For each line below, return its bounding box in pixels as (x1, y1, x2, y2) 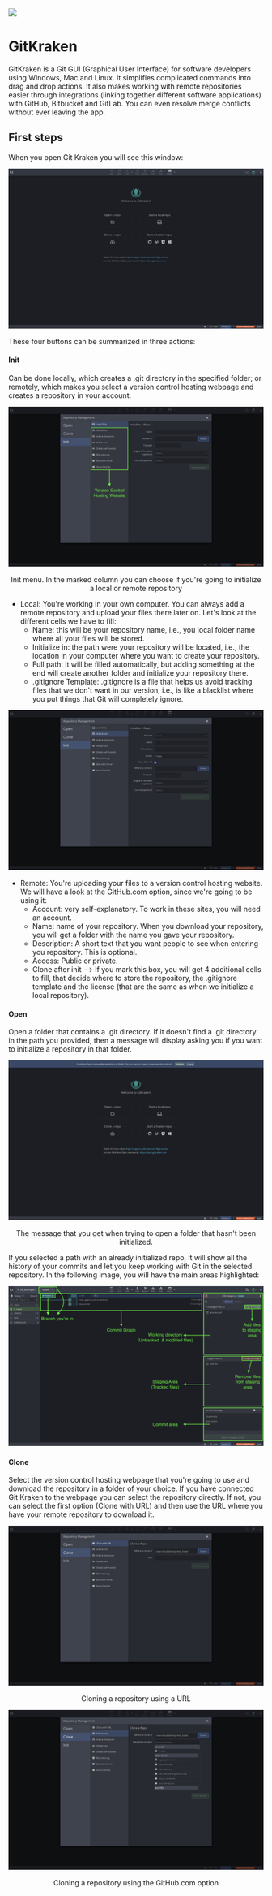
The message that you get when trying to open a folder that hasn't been (15, 1229, 257, 1238)
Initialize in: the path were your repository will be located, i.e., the (32, 641, 250, 652)
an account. (32, 913, 73, 922)
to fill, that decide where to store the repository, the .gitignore (32, 973, 237, 983)
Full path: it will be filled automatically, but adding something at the (32, 659, 255, 669)
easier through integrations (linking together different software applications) (8, 89, 261, 100)
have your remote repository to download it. (8, 1509, 155, 1519)
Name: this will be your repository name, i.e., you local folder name (32, 624, 256, 634)
